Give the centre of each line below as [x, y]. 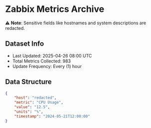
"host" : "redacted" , [35, 98]
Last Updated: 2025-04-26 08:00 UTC [52, 56]
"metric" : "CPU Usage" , [39, 103]
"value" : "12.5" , [32, 107]
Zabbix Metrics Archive [55, 9]
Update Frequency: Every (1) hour [47, 66]
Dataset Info [25, 44]
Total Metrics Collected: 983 [42, 61]
